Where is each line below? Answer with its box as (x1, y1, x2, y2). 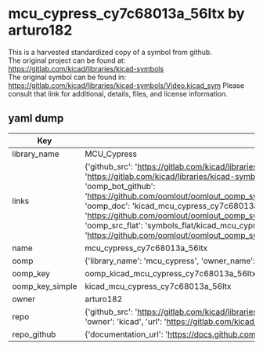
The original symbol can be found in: (8, 72, 127, 82)
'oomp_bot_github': (85, 180, 156, 191)
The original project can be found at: (8, 56, 126, 65)
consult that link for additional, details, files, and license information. (8, 89, 229, 98)
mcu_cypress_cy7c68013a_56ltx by (8, 5, 245, 23)
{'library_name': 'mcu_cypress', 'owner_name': (85, 255, 256, 266)
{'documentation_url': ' (85, 329, 168, 340)
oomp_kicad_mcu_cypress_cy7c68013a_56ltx (85, 268, 257, 279)
